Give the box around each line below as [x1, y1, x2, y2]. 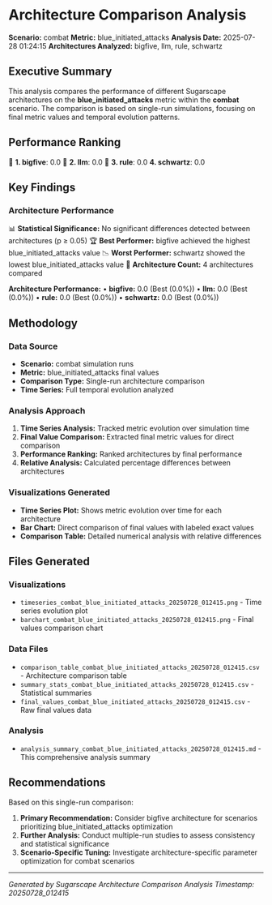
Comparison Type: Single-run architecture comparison [19, 375, 205, 386]
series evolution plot [19, 606, 88, 615]
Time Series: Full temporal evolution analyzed [19, 384, 174, 394]
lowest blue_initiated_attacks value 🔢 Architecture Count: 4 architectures [8, 259, 253, 269]
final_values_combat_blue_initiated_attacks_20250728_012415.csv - [19, 696, 251, 706]
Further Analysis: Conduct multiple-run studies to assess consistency [19, 830, 256, 840]
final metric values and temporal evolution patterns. [8, 112, 181, 122]
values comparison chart [19, 623, 104, 633]
